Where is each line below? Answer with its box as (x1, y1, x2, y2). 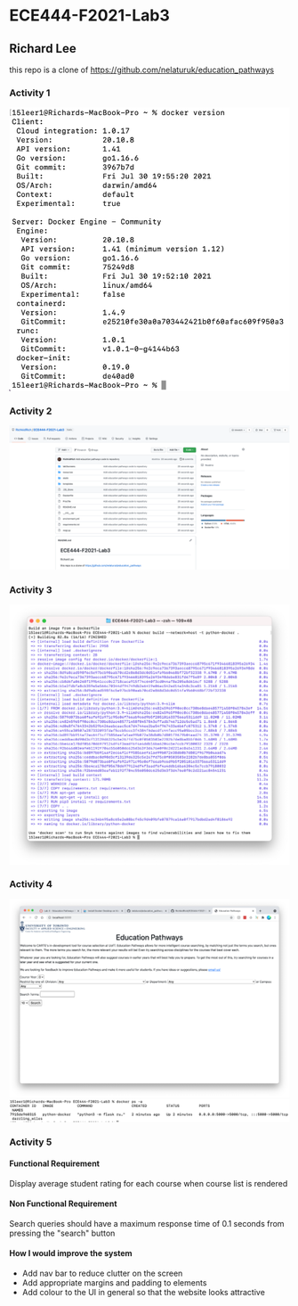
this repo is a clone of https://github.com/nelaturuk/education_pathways (9, 64, 274, 75)
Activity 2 (9, 405, 52, 417)
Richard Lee (9, 41, 77, 56)
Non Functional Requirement (9, 1198, 117, 1209)
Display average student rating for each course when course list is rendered (9, 1178, 288, 1188)
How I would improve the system (9, 1248, 133, 1259)
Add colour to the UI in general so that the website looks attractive (21, 1287, 265, 1298)
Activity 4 (9, 878, 53, 891)
